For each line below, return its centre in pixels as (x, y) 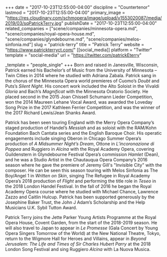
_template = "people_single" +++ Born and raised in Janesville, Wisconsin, (82, 65)
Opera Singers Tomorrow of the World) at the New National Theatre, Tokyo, (83, 233)
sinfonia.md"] (19, 44)
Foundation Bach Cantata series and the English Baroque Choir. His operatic (83, 133)
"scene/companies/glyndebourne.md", (45, 39)
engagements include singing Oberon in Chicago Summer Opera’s (73, 138)
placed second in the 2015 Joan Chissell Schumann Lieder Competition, (79, 97)
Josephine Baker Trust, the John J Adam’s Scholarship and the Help (75, 202)
